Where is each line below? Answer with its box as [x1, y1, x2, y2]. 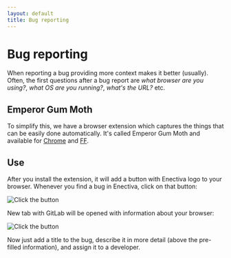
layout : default [7, 10, 54, 17]
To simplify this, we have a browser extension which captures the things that [7, 122, 224, 130]
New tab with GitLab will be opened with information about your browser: [7, 209, 214, 217]
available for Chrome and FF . [7, 137, 89, 145]
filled [7, 243, 22, 252]
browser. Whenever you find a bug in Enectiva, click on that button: [7, 182, 198, 190]
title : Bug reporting [7, 17, 69, 23]
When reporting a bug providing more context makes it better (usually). [7, 69, 208, 77]
